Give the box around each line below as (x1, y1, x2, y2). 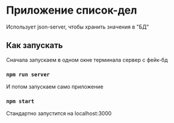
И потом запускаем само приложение (6, 83, 104, 90)
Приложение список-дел (6, 4, 138, 17)
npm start (6, 97, 34, 105)
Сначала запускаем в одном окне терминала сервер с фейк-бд (6, 56, 168, 63)
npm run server (6, 71, 50, 78)
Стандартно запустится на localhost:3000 (6, 110, 112, 117)
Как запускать (6, 40, 64, 51)
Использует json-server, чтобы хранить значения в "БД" (6, 23, 150, 30)
